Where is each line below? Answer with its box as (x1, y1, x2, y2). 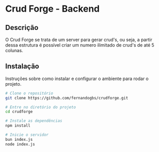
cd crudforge (5, 109, 33, 115)
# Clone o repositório (5, 91, 53, 96)
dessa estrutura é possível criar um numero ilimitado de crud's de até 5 (5, 42, 154, 48)
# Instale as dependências (5, 119, 62, 124)
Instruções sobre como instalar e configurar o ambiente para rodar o (5, 75, 149, 82)
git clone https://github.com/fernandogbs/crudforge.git (5, 95, 129, 100)
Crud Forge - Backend (5, 3, 100, 15)
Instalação (5, 62, 40, 71)
